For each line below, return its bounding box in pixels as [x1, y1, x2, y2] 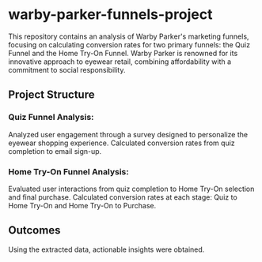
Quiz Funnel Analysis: [8, 112, 94, 123]
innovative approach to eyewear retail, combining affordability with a [8, 57, 232, 66]
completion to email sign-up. [8, 146, 102, 155]
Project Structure [8, 88, 95, 102]
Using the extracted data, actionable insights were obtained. [8, 245, 205, 254]
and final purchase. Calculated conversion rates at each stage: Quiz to [8, 192, 237, 202]
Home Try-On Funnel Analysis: [8, 166, 129, 177]
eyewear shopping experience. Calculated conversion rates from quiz [8, 138, 235, 148]
